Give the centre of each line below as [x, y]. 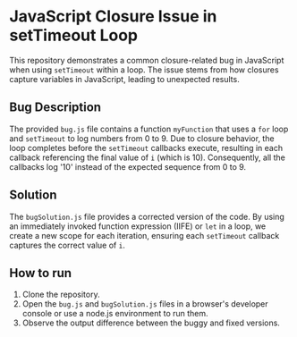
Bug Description [55, 108]
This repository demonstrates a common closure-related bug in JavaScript [147, 60]
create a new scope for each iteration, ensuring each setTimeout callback [144, 235]
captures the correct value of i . [67, 245]
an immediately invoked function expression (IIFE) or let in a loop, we [138, 226]
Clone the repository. [61, 295]
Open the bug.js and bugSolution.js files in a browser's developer [145, 304]
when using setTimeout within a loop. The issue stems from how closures [144, 70]
